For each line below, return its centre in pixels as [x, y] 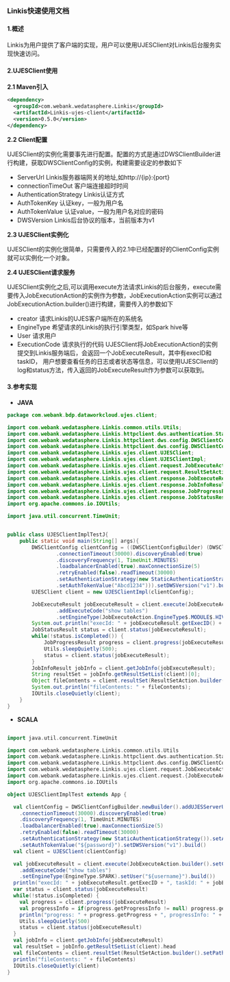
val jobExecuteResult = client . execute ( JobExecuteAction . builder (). [113, 864]
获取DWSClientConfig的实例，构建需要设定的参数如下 [106, 162]
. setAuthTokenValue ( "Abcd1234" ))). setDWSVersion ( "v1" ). [137, 586]
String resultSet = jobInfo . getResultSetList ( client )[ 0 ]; [116, 674]
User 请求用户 [37, 335]
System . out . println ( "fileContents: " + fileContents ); [112, 687]
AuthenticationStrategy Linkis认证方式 [71, 194]
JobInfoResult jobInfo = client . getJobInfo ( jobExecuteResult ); [124, 668]
